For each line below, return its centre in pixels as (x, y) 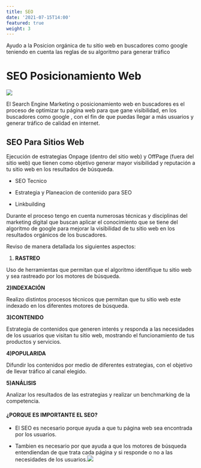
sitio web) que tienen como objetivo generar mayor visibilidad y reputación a (101, 163)
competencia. (23, 401)
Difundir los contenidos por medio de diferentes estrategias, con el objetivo (100, 365)
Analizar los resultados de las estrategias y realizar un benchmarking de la (98, 394)
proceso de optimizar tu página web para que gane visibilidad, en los (91, 110)
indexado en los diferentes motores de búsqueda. (67, 306)
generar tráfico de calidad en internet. (53, 123)
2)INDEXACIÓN (26, 288)
